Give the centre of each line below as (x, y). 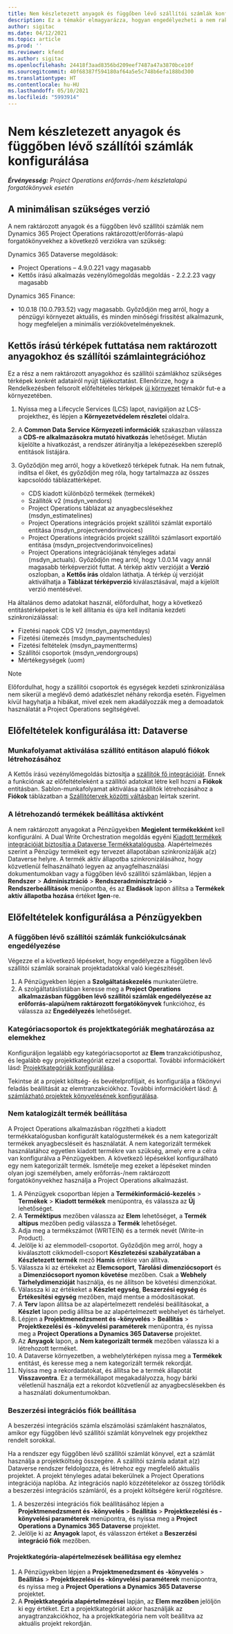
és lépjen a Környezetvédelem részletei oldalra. (121, 416)
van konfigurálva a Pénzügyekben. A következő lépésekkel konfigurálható (113, 1158)
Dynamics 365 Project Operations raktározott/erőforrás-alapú (96, 234)
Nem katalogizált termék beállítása (67, 1114)
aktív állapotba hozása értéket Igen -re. (64, 895)
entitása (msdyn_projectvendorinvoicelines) (91, 545)
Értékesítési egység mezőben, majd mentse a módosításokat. (106, 1297)
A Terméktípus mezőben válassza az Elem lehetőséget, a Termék (112, 1215)
